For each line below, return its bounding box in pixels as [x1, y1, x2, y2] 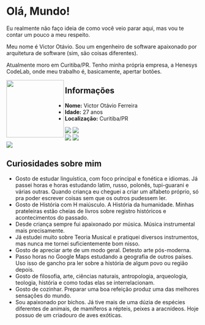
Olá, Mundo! [6, 4, 70, 18]
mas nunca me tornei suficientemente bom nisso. [15, 240, 140, 247]
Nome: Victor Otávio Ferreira [65, 102, 138, 109]
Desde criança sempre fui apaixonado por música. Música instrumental [15, 220, 195, 228]
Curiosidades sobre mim [6, 159, 102, 169]
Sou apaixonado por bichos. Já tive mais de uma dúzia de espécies [15, 298, 185, 305]
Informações [65, 86, 115, 96]
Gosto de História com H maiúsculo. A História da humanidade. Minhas [15, 201, 195, 208]
